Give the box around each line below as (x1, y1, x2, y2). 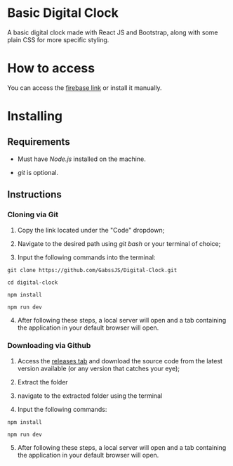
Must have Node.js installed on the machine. (17, 155, 146, 163)
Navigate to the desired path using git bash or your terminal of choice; (17, 239, 221, 247)
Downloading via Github (7, 341, 91, 351)
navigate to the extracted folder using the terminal (17, 391, 163, 400)
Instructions (7, 188, 62, 201)
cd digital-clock (7, 279, 58, 286)
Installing (7, 108, 63, 124)
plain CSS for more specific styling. (7, 35, 109, 44)
